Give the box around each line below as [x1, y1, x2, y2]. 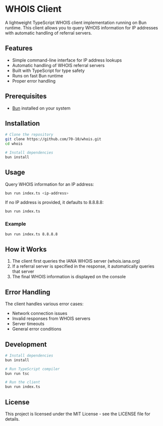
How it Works [5, 245, 47, 253]
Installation [5, 119, 40, 128]
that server [12, 269, 35, 274]
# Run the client [5, 380, 41, 385]
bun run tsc [5, 371, 29, 376]
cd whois [5, 141, 23, 146]
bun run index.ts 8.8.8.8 [5, 231, 58, 237]
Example [5, 221, 26, 227]
